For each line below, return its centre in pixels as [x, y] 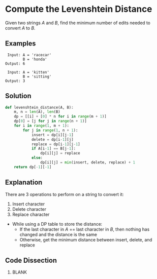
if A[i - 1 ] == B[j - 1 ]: [54, 149]
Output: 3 [15, 81]
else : [37, 158]
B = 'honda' [35, 59]
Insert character [29, 204]
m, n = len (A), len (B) [37, 112]
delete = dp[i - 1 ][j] [52, 139]
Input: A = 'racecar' [29, 55]
